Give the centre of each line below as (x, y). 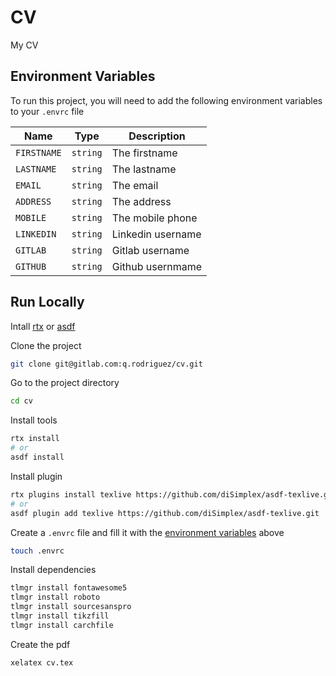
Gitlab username (150, 250)
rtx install (35, 439)
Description (157, 136)
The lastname (144, 169)
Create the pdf (40, 644)
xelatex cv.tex (42, 662)
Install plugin (36, 476)
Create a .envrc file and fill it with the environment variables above (147, 532)
